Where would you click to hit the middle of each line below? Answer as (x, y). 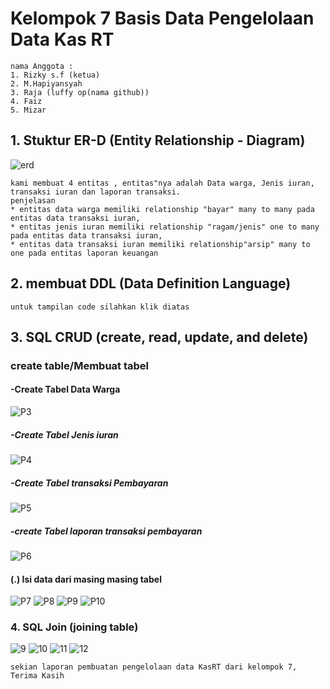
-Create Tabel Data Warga (65, 389)
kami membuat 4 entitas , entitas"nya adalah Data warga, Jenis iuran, (162, 183)
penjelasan (33, 200)
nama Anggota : (42, 66)
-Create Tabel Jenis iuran (64, 434)
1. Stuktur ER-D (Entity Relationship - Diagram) (158, 140)
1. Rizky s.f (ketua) (55, 75)
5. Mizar (28, 110)
